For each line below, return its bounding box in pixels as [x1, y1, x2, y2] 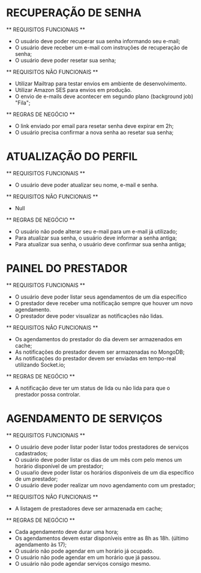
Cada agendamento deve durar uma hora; [14, 528, 119, 535]
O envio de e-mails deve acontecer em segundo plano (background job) [14, 92, 194, 100]
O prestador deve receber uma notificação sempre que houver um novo [14, 299, 193, 306]
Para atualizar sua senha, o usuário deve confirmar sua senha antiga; [14, 240, 186, 247]
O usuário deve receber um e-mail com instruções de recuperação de [14, 44, 188, 51]
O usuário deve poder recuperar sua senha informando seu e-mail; [14, 37, 181, 44]
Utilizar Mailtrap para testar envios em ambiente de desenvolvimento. [14, 80, 187, 87]
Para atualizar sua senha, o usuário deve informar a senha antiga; [14, 234, 177, 241]
